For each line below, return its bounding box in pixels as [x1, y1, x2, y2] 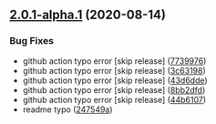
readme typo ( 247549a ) [22, 104, 113, 115]
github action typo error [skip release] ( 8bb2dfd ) [22, 84, 206, 95]
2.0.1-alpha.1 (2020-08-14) [9, 7, 167, 23]
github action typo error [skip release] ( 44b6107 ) [22, 94, 207, 105]
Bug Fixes [9, 35, 55, 47]
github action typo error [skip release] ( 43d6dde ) [22, 75, 208, 86]
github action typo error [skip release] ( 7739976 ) [22, 55, 207, 67]
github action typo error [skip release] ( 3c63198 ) [22, 65, 207, 76]
